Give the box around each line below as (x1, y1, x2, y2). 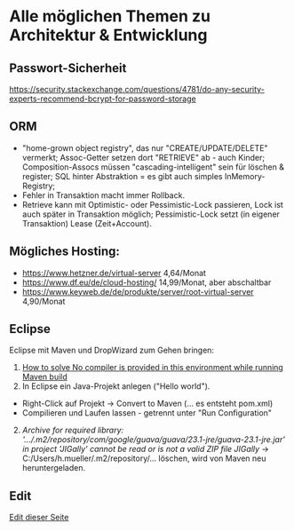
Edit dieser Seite (9, 512, 69, 523)
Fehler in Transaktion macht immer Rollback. (21, 189, 185, 201)
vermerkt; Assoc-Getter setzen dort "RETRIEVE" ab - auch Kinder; (21, 152, 265, 162)
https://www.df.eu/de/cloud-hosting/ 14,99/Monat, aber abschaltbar (21, 277, 272, 288)
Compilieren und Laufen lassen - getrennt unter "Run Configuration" (21, 408, 273, 418)
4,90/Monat (21, 296, 66, 306)
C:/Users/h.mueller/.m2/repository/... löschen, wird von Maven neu (21, 453, 266, 464)
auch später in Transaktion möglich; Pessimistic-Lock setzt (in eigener (21, 209, 280, 219)
